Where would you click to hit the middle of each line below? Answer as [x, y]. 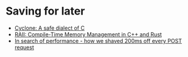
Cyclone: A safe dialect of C [50, 28]
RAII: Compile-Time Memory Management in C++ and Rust [88, 34]
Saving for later [45, 11]
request [24, 47]
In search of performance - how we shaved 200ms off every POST [98, 41]
